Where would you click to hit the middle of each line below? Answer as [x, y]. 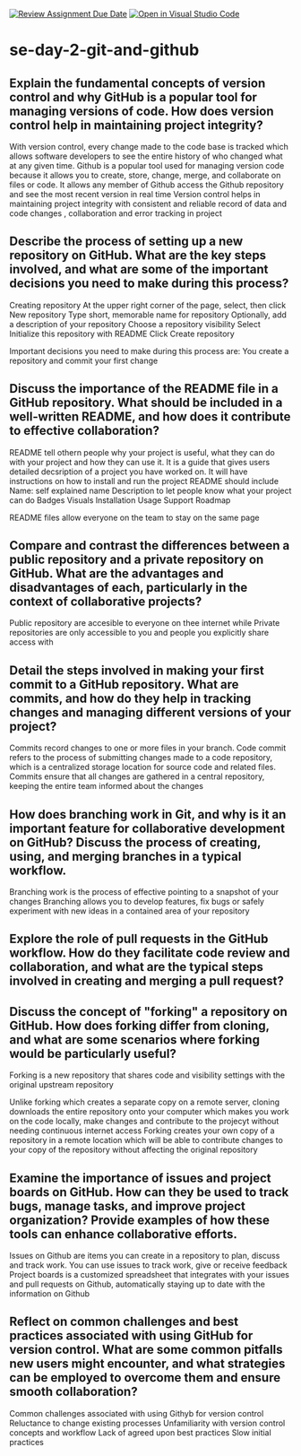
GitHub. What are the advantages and [116, 574]
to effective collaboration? [84, 431]
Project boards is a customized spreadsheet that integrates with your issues [149, 1275]
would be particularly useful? [93, 1053]
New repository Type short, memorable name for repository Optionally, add [148, 315]
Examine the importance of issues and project [140, 1178]
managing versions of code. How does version [142, 111]
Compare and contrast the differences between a [150, 546]
